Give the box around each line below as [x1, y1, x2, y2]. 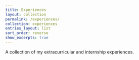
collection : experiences [5, 21, 58, 26]
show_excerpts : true [5, 35, 49, 40]
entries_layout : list [5, 26, 51, 31]
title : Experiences [5, 7, 47, 12]
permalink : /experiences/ [5, 16, 60, 21]
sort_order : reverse [5, 30, 49, 35]
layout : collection [5, 12, 47, 17]
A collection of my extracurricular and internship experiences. [5, 48, 134, 55]
